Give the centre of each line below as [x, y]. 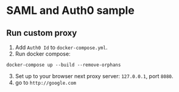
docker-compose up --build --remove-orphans [64, 65]
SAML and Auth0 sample [71, 11]
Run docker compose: [43, 54]
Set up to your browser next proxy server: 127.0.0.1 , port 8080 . [94, 76]
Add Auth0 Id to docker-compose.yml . [61, 47]
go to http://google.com [46, 83]
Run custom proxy [42, 33]
